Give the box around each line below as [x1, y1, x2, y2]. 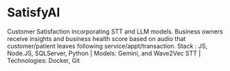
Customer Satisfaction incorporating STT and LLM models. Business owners [7, 27, 223, 35]
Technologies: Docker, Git [7, 56, 80, 64]
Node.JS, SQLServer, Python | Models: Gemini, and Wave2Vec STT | [7, 49, 201, 57]
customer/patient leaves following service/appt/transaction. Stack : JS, [7, 42, 208, 50]
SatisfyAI [7, 5, 60, 20]
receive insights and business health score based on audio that [7, 34, 186, 42]
